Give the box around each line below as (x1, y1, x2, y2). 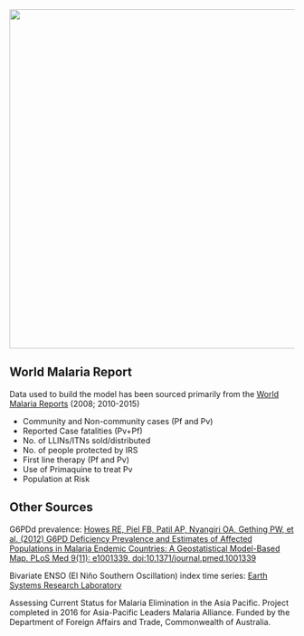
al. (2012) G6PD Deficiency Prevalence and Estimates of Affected (9, 533, 253, 544)
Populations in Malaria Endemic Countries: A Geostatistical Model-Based (9, 543, 280, 554)
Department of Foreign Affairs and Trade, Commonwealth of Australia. (9, 616, 271, 627)
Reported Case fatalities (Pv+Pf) (22, 425, 143, 436)
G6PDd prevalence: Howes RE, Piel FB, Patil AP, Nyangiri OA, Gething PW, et (9, 524, 294, 535)
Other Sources (9, 499, 93, 515)
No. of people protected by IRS (22, 444, 138, 455)
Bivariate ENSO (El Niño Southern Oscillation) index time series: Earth (9, 570, 269, 581)
